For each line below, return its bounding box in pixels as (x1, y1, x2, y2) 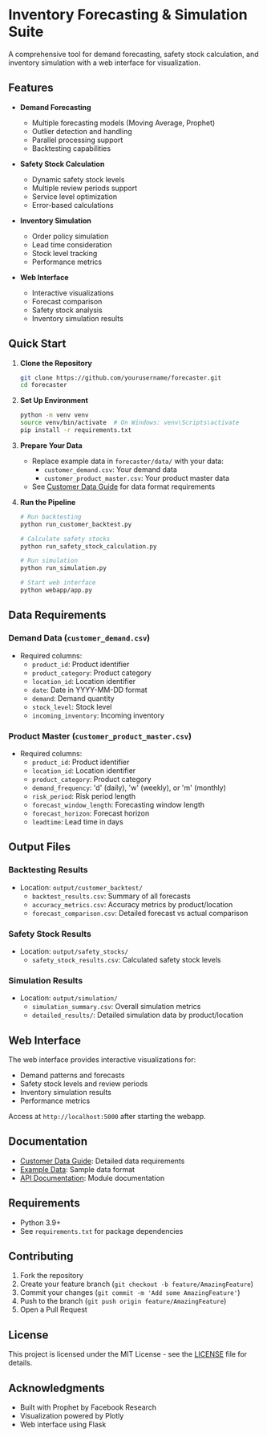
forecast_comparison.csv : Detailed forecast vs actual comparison (31, 908, 249, 918)
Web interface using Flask (19, 1419, 107, 1430)
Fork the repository (19, 1271, 84, 1280)
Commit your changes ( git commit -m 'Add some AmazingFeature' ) (19, 1288, 241, 1297)
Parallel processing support (31, 135, 123, 145)
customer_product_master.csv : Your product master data (43, 473, 230, 482)
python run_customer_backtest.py (19, 520, 132, 528)
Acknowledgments (8, 1381, 106, 1394)
